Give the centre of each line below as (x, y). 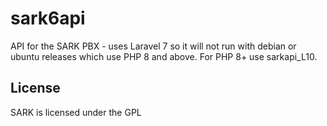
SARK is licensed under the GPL (76, 112)
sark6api (48, 18)
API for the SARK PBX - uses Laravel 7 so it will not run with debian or (153, 46)
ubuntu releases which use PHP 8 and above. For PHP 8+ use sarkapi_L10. (164, 56)
